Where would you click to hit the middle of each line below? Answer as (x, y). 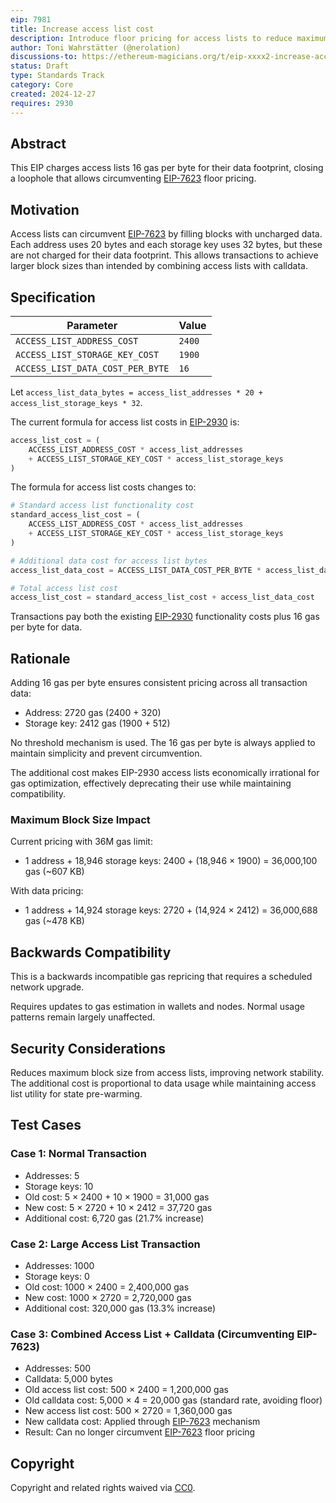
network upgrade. (47, 987)
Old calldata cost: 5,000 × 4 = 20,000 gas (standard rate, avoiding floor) (173, 1400)
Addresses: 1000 (59, 1266)
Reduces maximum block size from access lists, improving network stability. (167, 1073)
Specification (53, 297)
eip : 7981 (31, 19)
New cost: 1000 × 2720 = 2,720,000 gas (108, 1298)
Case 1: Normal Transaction (78, 1154)
